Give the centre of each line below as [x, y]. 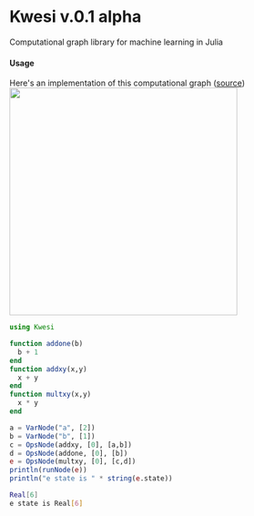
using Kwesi [32, 328]
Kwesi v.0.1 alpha [76, 17]
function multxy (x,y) [51, 395]
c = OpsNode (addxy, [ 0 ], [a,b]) [71, 445]
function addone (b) [46, 344]
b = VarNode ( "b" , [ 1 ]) [52, 436]
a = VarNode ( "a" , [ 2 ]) [52, 428]
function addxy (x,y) [49, 369]
